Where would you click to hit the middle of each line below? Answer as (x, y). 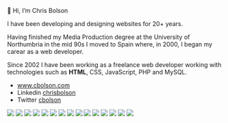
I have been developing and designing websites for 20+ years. (95, 24)
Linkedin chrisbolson (46, 93)
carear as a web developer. (46, 52)
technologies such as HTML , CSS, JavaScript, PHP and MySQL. (97, 72)
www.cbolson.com (43, 85)
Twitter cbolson (39, 100)
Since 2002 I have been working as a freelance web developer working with (114, 65)
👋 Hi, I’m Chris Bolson (38, 11)
